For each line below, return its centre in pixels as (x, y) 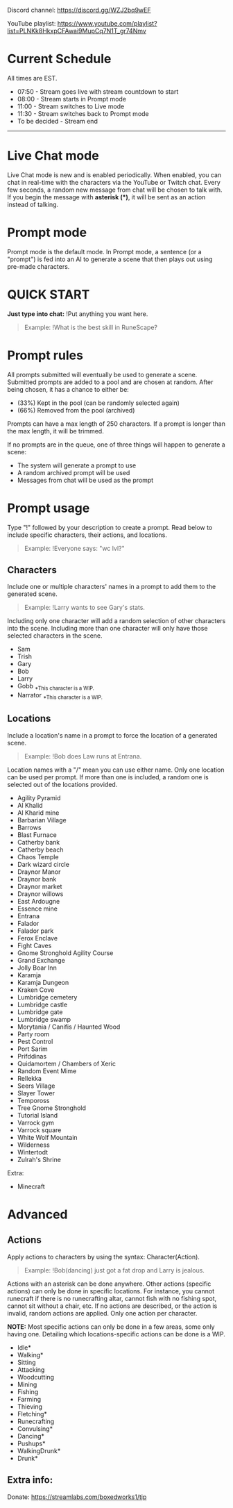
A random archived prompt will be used (74, 472)
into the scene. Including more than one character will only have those (107, 629)
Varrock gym (35, 1122)
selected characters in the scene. (55, 636)
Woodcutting (35, 1377)
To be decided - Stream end (58, 121)
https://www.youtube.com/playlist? (107, 23)
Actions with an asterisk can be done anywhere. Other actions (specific (109, 1284)
